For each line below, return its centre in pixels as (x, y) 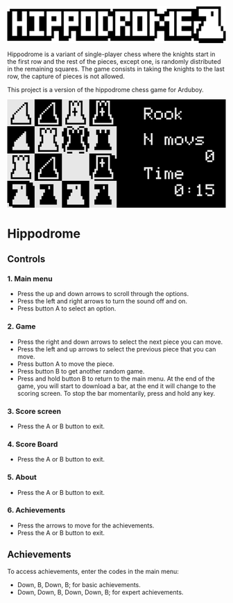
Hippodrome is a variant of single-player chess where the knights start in (111, 54)
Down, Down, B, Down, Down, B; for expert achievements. (100, 592)
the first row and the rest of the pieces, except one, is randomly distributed (114, 61)
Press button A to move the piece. (66, 364)
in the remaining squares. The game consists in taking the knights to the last (116, 69)
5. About (22, 478)
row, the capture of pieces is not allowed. (66, 76)
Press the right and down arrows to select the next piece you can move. (120, 342)
